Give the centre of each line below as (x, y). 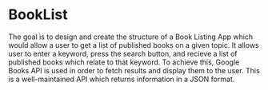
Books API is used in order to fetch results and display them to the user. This (134, 70)
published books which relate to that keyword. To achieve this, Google (124, 62)
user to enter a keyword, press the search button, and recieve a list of (123, 53)
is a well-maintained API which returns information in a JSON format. (122, 79)
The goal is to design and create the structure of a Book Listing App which (131, 37)
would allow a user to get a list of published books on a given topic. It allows (134, 45)
